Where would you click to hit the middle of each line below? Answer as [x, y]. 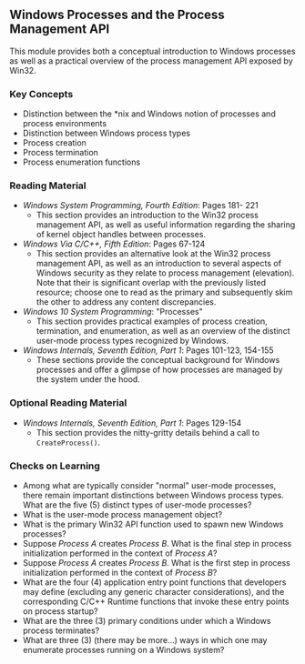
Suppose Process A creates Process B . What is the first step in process [157, 563]
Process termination [60, 153]
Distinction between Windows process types [107, 133]
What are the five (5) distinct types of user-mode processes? [137, 505]
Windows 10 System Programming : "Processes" [112, 312]
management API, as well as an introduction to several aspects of [159, 264]
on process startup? [60, 611]
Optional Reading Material [68, 403]
